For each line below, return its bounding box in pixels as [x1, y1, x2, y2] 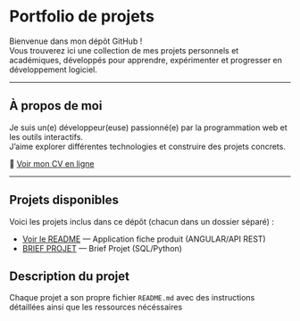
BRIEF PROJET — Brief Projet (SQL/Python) [21, 243, 183, 253]
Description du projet [9, 268, 130, 284]
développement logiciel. [9, 64, 98, 75]
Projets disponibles [9, 193, 119, 208]
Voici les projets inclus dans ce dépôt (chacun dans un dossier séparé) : [9, 216, 275, 226]
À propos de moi [9, 98, 103, 113]
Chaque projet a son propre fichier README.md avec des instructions [9, 292, 255, 303]
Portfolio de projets [9, 6, 154, 27]
